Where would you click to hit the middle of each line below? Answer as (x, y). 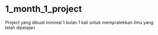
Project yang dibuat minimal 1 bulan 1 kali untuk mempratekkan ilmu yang (79, 22)
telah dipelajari (20, 27)
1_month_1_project (44, 9)
